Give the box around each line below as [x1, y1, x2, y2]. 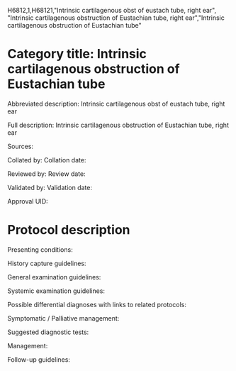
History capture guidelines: [7, 259, 86, 267]
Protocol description [7, 222, 130, 238]
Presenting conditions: [7, 245, 73, 254]
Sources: [7, 142, 34, 150]
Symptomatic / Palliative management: [7, 314, 120, 322]
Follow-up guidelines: [7, 355, 71, 364]
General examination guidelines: [7, 272, 101, 281]
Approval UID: [7, 196, 48, 205]
